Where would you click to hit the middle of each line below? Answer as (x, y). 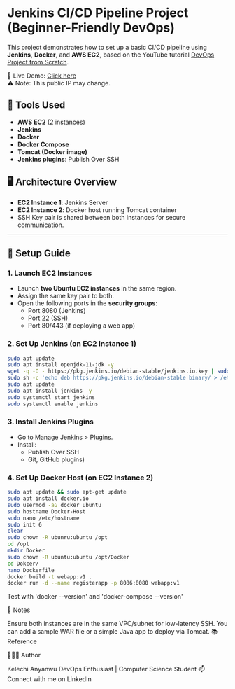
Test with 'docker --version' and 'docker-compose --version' (95, 597)
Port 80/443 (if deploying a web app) (81, 326)
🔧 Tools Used (36, 105)
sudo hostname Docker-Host (47, 511)
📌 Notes (19, 610)
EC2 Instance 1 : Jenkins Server (63, 202)
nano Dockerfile (31, 570)
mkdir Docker (26, 551)
